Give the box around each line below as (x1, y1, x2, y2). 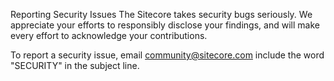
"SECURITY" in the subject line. (10, 60, 140, 71)
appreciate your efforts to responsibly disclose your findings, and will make (10, 19, 320, 31)
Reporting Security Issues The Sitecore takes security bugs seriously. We (10, 9, 313, 20)
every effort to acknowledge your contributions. (10, 30, 208, 41)
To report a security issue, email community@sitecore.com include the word (10, 49, 325, 61)
